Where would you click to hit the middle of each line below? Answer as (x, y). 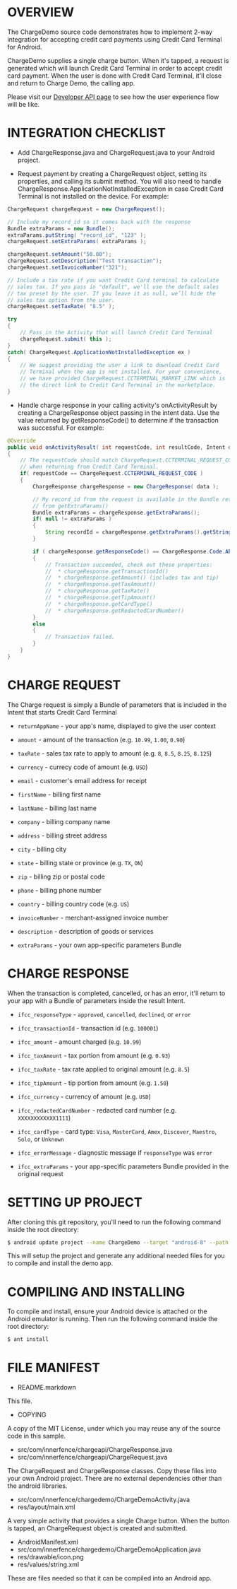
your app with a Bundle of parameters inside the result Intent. (96, 1000)
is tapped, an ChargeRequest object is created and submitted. (97, 1528)
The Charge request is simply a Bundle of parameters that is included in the (117, 705)
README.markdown (47, 1388)
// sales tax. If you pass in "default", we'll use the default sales (113, 287)
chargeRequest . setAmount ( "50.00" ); (60, 254)
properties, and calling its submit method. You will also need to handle (119, 181)
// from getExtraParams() (71, 506)
